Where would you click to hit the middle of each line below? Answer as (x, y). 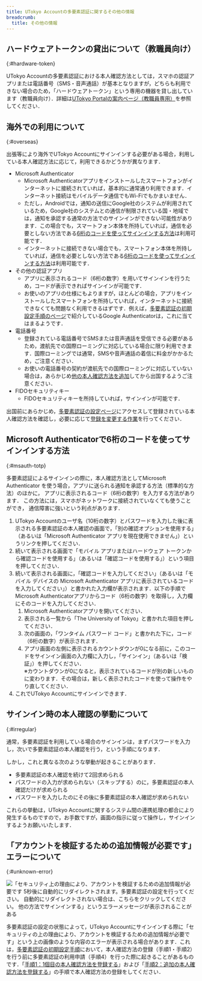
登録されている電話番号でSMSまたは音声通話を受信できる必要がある (109, 338)
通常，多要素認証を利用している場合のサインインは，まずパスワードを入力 (98, 741)
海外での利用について (46, 127)
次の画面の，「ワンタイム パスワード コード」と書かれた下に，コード (108, 633)
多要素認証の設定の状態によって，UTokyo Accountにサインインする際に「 (98, 927)
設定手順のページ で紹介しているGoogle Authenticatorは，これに (103, 316)
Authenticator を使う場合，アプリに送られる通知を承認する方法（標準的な (98, 485)
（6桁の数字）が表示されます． (62, 641)
